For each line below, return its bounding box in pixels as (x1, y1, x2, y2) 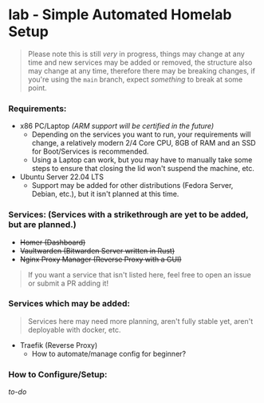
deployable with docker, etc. (27, 325, 121, 334)
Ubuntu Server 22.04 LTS (19, 172, 104, 182)
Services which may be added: (8, 298, 130, 309)
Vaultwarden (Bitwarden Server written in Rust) (19, 245, 175, 255)
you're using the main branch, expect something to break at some (27, 74, 243, 84)
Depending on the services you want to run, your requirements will (31, 130, 251, 139)
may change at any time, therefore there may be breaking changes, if (27, 66, 255, 75)
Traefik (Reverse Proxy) (19, 340, 98, 349)
